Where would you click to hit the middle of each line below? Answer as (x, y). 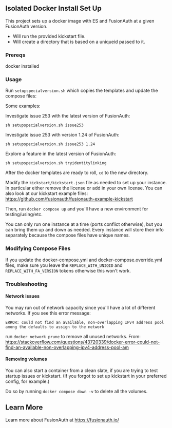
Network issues (23, 296)
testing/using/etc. (24, 215)
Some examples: (23, 106)
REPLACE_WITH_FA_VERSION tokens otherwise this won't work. (68, 270)
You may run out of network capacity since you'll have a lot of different (80, 307)
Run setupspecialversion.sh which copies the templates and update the (82, 91)
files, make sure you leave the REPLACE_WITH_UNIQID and (64, 265)
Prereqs (15, 55)
